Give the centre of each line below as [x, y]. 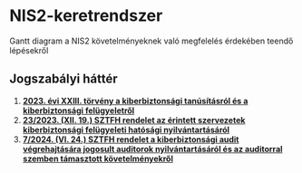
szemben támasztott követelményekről [98, 159]
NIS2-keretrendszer [86, 16]
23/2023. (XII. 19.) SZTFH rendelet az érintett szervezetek [134, 120]
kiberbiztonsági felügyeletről [78, 111]
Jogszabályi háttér [63, 79]
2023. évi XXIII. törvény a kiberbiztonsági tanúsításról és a [135, 101]
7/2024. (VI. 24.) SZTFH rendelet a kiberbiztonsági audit [131, 139]
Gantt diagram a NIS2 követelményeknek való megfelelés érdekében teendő [151, 41]
